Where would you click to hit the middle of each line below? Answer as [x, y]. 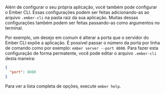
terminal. [14, 28]
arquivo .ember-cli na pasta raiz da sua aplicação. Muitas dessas [72, 17]
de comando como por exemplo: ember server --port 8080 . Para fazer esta [82, 48]
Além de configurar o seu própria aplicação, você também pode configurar [81, 7]
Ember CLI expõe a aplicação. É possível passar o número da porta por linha [82, 43]
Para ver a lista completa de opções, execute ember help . [63, 86]
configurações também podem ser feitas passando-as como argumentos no [82, 23]
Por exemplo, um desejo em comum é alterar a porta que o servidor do [77, 37]
